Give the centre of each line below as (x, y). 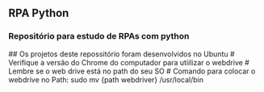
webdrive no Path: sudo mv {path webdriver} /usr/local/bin (106, 79)
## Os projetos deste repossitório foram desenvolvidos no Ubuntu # (122, 54)
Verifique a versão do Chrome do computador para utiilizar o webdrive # (129, 62)
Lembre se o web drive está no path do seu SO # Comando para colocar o (132, 71)
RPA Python (39, 13)
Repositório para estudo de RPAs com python (99, 36)
